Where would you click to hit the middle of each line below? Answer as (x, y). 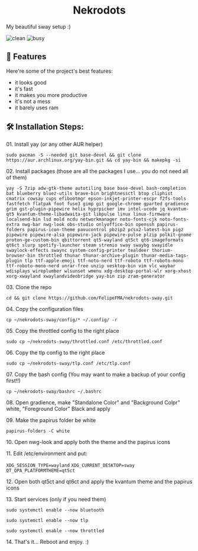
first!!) (13, 380)
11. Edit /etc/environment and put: (47, 453)
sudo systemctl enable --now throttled (55, 531)
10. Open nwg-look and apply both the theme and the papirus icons (88, 442)
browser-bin (21, 255)
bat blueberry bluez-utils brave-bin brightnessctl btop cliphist (90, 193)
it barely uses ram (37, 108)
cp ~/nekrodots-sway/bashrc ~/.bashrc (54, 391)
